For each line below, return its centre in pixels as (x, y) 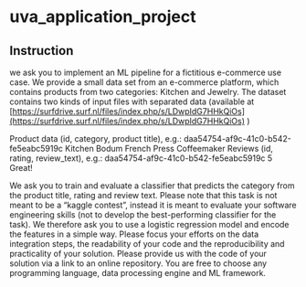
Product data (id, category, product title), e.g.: (96, 138)
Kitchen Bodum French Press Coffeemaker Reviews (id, (169, 149)
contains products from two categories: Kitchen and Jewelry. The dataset (148, 92)
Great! (21, 168)
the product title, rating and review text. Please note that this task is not (143, 195)
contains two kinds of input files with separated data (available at (132, 101)
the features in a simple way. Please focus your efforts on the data (134, 234)
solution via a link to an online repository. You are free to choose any (138, 263)
